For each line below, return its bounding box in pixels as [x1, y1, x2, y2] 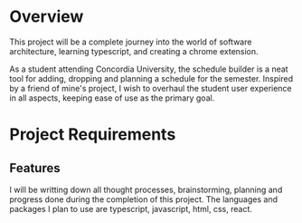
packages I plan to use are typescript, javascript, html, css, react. [9, 203, 253, 214]
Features [9, 160, 61, 176]
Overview [9, 6, 84, 27]
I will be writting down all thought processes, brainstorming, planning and [9, 184, 283, 195]
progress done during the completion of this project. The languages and [9, 193, 278, 205]
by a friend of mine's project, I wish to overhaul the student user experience [9, 82, 292, 93]
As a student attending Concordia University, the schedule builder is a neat [9, 63, 288, 74]
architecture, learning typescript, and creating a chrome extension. [9, 45, 260, 56]
